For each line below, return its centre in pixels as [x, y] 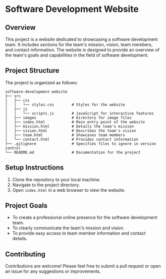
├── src [13, 96]
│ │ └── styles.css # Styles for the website [65, 105]
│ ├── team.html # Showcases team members [65, 135]
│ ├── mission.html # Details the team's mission [70, 126]
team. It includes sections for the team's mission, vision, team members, [79, 45]
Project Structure [32, 71]
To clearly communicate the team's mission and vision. [68, 228]
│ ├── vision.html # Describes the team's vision [71, 131]
